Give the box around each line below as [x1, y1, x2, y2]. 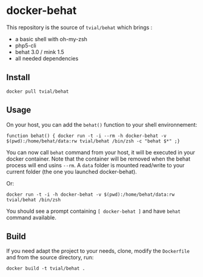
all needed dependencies [15, 55, 79, 62]
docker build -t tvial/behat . [6, 265, 85, 272]
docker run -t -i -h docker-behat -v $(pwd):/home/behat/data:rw [6, 192, 175, 198]
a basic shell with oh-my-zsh [15, 35, 88, 42]
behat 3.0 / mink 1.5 [15, 48, 65, 55]
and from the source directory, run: [6, 254, 94, 261]
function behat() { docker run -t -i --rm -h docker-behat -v [6, 133, 167, 139]
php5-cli [15, 42, 36, 49]
